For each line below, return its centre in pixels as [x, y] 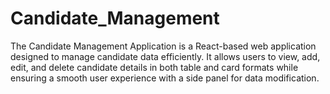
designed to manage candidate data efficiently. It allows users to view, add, [165, 56]
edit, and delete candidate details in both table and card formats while [154, 67]
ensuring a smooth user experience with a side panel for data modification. [165, 78]
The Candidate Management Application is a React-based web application [163, 46]
